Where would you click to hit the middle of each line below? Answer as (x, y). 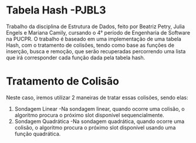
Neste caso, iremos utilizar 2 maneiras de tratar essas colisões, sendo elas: (97, 97)
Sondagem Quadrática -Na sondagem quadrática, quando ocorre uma (99, 121)
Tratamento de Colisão (62, 81)
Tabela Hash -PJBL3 (56, 10)
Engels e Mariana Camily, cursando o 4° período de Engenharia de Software (98, 32)
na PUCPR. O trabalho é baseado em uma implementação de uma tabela (94, 39)
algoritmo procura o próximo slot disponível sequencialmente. (89, 115)
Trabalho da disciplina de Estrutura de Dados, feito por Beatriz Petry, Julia (95, 26)
